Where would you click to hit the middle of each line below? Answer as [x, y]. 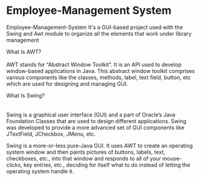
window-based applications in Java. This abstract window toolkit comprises [101, 71]
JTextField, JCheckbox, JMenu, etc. [51, 134]
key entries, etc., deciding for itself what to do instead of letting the [107, 165]
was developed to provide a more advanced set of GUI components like [95, 127]
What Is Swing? [26, 95]
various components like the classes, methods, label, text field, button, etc [99, 77]
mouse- [172, 158]
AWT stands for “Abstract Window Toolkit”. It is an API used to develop [94, 65]
